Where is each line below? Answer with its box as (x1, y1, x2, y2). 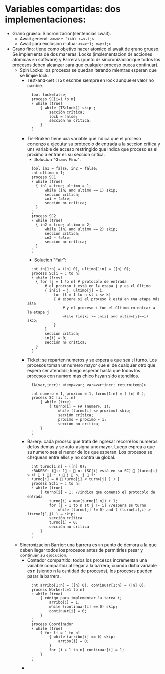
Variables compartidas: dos (5, 3, 121, 15)
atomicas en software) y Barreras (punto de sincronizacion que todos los (12, 56, 161, 62)
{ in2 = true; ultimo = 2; (36, 222, 92, 227)
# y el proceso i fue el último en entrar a (62, 305, 155, 310)
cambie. (27, 82, 43, 88)
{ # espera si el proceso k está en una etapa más (53, 296, 160, 302)
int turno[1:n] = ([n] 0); (31, 464, 87, 469)
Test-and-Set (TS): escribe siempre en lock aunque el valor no (27, 78, 154, 83)
